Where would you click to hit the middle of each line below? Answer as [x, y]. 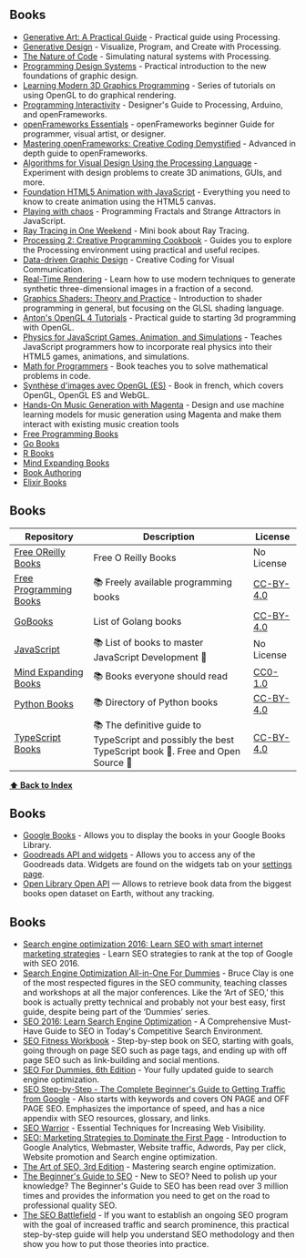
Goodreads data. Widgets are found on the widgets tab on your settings [158, 864]
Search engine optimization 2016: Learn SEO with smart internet [143, 944]
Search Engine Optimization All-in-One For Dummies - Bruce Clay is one [158, 973]
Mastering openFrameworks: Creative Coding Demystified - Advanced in [159, 143]
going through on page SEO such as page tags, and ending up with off [155, 1050]
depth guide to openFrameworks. [85, 153]
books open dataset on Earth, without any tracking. [119, 894]
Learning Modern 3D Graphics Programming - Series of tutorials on [149, 85]
